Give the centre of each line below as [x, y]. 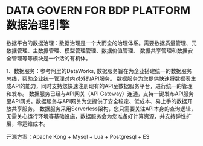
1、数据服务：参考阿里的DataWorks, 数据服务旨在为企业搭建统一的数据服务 [99, 71]
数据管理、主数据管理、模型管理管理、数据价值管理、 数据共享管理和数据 [97, 50]
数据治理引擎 [38, 25]
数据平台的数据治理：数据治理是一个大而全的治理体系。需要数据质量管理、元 [101, 43]
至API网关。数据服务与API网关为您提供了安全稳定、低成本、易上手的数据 [97, 101]
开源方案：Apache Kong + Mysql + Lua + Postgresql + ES [78, 136]
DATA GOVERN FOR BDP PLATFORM [98, 11]
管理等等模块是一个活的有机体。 [51, 58]
